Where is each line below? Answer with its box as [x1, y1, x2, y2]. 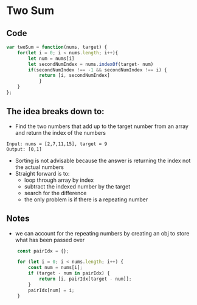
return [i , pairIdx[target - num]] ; [38, 276, 132, 282]
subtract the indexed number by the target [24, 182, 131, 190]
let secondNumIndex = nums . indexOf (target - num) [28, 61, 154, 67]
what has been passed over [15, 236, 85, 243]
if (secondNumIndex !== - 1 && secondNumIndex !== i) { [28, 66, 167, 73]
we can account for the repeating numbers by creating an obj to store [15, 229, 190, 237]
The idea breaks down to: [6, 106, 105, 117]
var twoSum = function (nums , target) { [6, 44, 108, 50]
